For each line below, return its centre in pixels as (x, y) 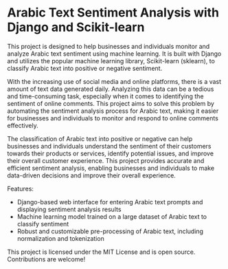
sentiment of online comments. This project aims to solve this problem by (111, 103)
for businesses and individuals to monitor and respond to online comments (113, 118)
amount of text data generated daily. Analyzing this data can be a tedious (111, 89)
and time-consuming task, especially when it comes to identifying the (105, 96)
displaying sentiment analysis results (69, 209)
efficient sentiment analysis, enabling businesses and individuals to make (111, 168)
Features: (21, 189)
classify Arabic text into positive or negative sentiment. (85, 68)
